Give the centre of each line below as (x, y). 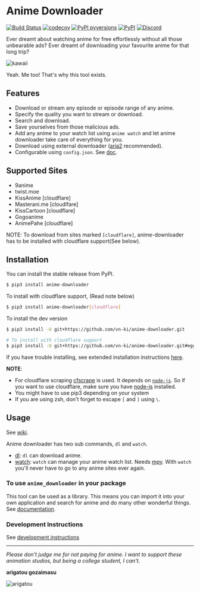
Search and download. (42, 120)
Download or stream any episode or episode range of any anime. (94, 108)
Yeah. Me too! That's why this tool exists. (57, 74)
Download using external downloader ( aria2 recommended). (89, 146)
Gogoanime (29, 217)
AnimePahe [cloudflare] (44, 223)
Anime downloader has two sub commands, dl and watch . (77, 444)
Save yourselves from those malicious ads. (67, 127)
